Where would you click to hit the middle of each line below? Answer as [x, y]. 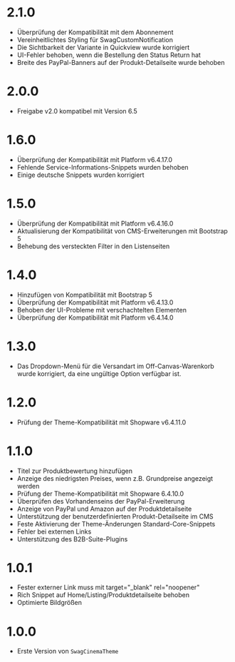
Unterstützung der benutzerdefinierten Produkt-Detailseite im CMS [115, 516]
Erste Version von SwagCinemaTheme [68, 651]
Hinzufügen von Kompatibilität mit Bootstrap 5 [84, 295]
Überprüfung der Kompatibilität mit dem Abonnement [95, 32]
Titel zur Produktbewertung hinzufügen [75, 471]
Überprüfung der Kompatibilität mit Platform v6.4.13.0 [95, 302]
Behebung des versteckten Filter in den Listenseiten [93, 246]
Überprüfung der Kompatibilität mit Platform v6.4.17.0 [94, 159]
